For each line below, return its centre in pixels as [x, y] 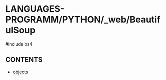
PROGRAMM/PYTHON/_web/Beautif [83, 19]
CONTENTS [24, 60]
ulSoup [20, 30]
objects [20, 72]
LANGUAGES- [35, 9]
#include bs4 [19, 44]
